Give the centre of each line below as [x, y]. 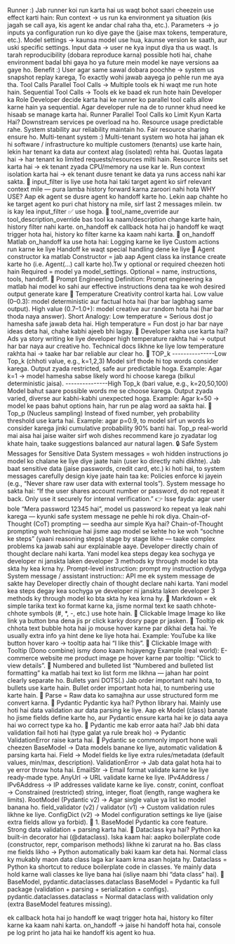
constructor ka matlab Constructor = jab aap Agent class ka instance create [117, 257]
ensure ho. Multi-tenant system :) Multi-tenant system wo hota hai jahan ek [116, 137]
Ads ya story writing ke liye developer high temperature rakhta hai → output [116, 339]
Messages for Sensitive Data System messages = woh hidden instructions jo [118, 453]
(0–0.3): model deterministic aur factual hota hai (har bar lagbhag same [110, 301]
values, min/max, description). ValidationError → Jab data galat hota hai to [115, 762]
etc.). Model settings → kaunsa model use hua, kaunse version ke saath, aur [117, 40]
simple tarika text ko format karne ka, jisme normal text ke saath [100, 606]
